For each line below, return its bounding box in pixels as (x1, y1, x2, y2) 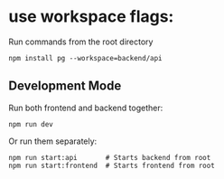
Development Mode (8, 79, 122, 94)
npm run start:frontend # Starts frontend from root (8, 161, 216, 170)
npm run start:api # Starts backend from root (8, 153, 211, 162)
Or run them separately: (8, 136, 98, 146)
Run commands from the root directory (8, 36, 154, 47)
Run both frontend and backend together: (8, 102, 163, 113)
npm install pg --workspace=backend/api (8, 53, 163, 62)
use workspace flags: (8, 6, 174, 27)
